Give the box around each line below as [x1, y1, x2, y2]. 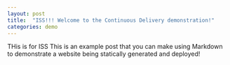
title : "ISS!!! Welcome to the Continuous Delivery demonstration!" [7, 17, 215, 24]
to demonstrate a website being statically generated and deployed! [7, 50, 201, 58]
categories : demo [7, 23, 58, 30]
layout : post [7, 10, 46, 17]
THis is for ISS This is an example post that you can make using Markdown [7, 43, 223, 51]
